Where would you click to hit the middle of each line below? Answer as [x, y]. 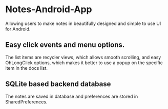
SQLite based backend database [58, 84]
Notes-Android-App [49, 9]
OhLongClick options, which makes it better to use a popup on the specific [84, 63]
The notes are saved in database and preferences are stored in [72, 96]
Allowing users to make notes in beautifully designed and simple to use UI [83, 23]
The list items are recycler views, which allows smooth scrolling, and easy [83, 57]
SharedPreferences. [26, 102]
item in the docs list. [26, 68]
